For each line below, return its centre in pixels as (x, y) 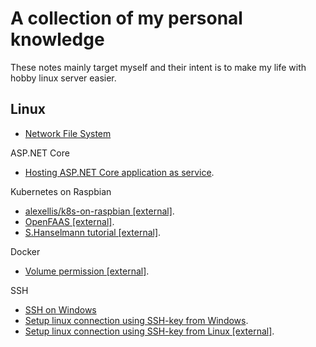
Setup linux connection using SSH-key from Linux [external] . (149, 331)
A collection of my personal (126, 18)
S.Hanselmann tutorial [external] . (93, 232)
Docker (25, 251)
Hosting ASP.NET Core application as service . (119, 172)
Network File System (68, 133)
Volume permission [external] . (87, 271)
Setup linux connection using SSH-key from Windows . (136, 320)
